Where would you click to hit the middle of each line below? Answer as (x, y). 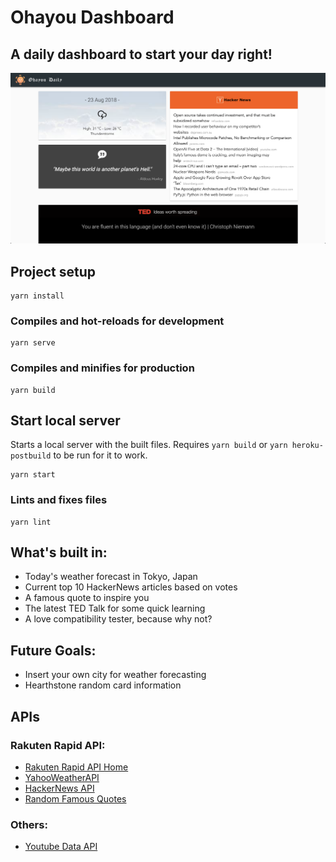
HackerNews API (59, 788)
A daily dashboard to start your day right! (141, 54)
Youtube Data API (61, 847)
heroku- (307, 446)
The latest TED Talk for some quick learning (115, 608)
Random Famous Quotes (75, 798)
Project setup (53, 271)
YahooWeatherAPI (62, 777)
